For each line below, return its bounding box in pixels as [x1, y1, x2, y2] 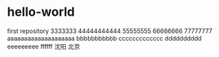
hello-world [7, 4, 76, 20]
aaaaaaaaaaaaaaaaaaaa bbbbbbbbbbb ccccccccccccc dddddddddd [7, 34, 203, 42]
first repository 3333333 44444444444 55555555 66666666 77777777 [7, 27, 213, 35]
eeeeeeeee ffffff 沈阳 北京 [7, 42, 80, 50]
